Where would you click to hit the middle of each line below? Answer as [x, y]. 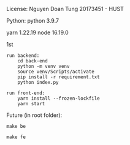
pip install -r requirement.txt [59, 77]
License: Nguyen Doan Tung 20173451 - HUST [65, 9]
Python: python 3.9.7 [33, 20]
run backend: [23, 56]
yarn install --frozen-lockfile [59, 99]
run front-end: [26, 93]
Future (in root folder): [34, 115]
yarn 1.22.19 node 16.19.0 [37, 32]
